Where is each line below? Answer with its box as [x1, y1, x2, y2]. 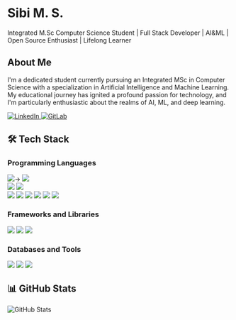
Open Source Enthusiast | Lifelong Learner [7, 35, 132, 44]
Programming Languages [7, 158, 97, 168]
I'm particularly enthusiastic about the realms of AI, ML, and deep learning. [7, 98, 225, 106]
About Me [7, 57, 52, 69]
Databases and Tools [7, 244, 82, 254]
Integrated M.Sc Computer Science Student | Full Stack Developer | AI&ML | [7, 28, 229, 37]
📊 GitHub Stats [7, 282, 77, 295]
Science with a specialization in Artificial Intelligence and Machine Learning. [7, 83, 229, 92]
